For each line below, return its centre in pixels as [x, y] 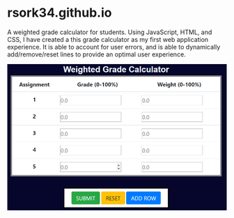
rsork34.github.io [60, 13]
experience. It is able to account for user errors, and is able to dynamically [114, 47]
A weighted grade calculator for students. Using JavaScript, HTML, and [110, 32]
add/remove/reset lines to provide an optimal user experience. [96, 54]
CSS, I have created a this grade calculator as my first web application [108, 39]
